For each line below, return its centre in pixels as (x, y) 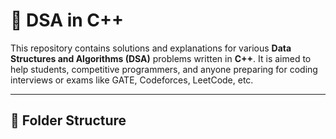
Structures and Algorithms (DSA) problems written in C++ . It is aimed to (161, 58)
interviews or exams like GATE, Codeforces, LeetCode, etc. (132, 80)
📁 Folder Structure (68, 120)
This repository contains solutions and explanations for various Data (151, 48)
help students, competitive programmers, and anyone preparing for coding (164, 69)
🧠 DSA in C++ (67, 20)
